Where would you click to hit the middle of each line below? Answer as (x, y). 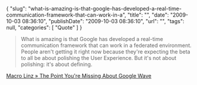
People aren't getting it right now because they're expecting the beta (105, 52)
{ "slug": (16, 9)
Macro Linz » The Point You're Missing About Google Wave (79, 76)
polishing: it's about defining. (56, 64)
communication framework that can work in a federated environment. (106, 45)
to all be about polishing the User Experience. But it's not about (98, 58)
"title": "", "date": (148, 15)
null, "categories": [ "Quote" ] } (44, 27)
